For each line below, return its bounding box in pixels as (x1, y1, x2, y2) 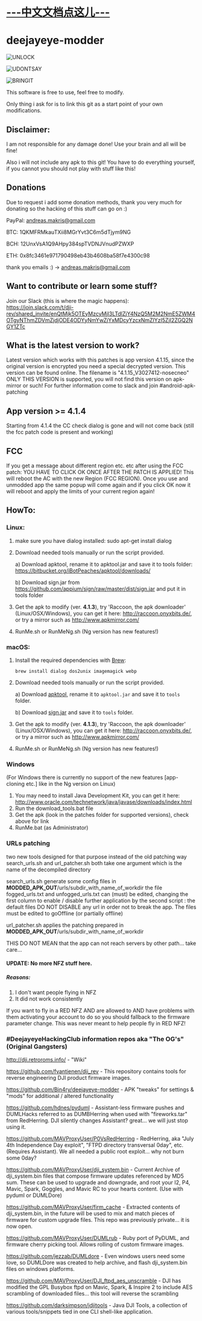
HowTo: (6, 505, 36, 516)
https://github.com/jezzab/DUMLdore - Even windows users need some (6, 1253, 185, 1260)
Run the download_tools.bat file (14, 805, 93, 812)
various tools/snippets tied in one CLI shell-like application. (6, 1308, 153, 1316)
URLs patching (6, 839, 50, 848)
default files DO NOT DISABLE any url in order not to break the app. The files (6, 903, 197, 910)
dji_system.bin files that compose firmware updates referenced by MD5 (6, 1172, 184, 1180)
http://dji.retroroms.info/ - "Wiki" (6, 1056, 87, 1063)
